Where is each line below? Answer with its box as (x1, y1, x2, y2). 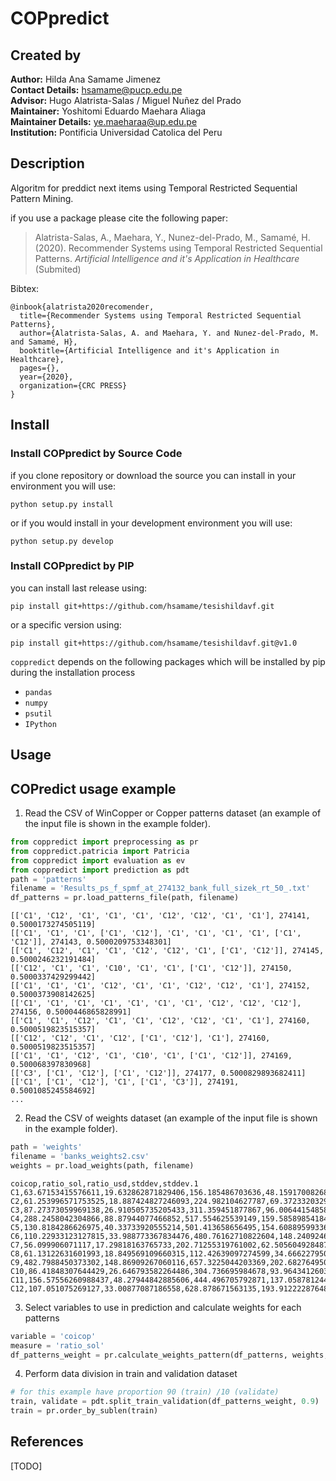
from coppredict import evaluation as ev (10, 855, 186, 866)
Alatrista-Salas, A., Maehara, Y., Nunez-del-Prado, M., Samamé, (34, 231, 300, 243)
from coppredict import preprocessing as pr (10, 837, 199, 847)
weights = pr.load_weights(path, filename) (10, 1160, 195, 1171)
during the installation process (10, 666, 136, 678)
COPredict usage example (10, 780, 177, 797)
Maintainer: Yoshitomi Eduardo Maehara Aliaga (10, 105, 207, 117)
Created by (10, 47, 82, 64)
